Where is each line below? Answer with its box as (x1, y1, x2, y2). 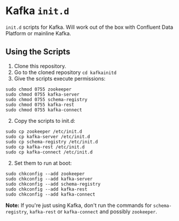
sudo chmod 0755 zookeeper (5, 86, 72, 92)
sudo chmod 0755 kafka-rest (5, 102, 75, 108)
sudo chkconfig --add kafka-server (5, 176, 93, 182)
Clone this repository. (14, 62, 67, 69)
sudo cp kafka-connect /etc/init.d (5, 149, 93, 155)
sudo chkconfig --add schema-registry (5, 181, 101, 187)
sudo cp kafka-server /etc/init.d (5, 133, 91, 139)
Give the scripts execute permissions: (14, 75, 106, 82)
